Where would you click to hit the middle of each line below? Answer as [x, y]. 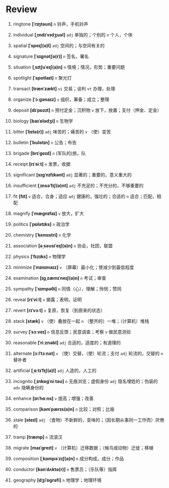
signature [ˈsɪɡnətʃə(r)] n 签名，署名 [51, 56]
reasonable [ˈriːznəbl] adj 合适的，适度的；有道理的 [67, 343]
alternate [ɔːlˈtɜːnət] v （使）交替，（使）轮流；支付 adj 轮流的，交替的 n [88, 353]
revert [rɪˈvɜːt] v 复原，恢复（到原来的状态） [59, 310]
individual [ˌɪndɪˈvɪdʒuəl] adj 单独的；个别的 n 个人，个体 [73, 34]
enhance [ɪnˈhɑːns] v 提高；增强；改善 [53, 398]
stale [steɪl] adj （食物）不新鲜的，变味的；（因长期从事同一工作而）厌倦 [89, 420]
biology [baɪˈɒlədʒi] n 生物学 [43, 121]
